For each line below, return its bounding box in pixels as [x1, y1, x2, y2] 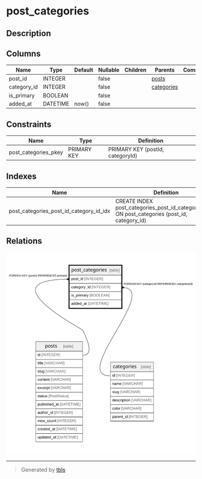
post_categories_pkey [8, 149, 63, 156]
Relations [6, 236, 43, 246]
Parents [155, 66, 175, 73]
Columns [6, 48, 41, 58]
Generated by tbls [20, 466, 66, 473]
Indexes [6, 171, 37, 181]
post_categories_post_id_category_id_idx [8, 207, 111, 214]
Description [6, 28, 51, 39]
